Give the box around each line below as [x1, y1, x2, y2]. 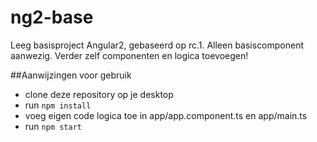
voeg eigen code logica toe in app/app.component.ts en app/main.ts [24, 109, 308, 121]
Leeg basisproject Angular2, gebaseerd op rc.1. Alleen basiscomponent [10, 39, 305, 51]
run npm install [24, 99, 92, 111]
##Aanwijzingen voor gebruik [10, 69, 132, 81]
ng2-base [10, 6, 94, 29]
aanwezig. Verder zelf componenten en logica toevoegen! [10, 49, 249, 61]
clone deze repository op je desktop [24, 88, 174, 100]
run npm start [24, 120, 82, 132]
